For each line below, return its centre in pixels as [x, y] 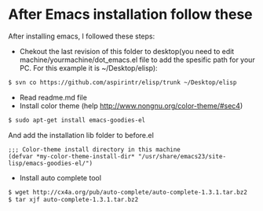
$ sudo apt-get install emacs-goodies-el [77, 120]
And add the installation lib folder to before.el [81, 135]
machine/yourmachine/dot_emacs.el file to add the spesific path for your [137, 60]
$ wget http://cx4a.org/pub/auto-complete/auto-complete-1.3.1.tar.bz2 [128, 192]
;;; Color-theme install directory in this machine [94, 149]
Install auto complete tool [60, 177]
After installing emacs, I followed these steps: [82, 36]
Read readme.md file [53, 97]
